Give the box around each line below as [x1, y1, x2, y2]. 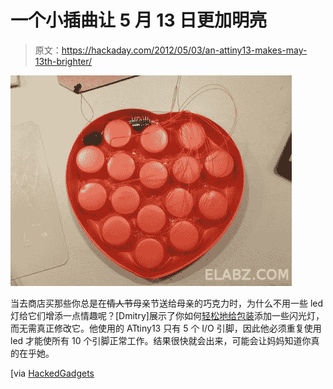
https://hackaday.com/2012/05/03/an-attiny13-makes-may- [61, 44, 308, 56]
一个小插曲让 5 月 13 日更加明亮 [10, 9, 268, 32]
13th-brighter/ [34, 55, 93, 67]
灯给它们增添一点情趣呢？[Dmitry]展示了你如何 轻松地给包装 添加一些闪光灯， [10, 309, 325, 321]
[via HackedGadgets [10, 367, 95, 379]
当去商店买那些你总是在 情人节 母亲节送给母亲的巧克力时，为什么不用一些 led [10, 297, 324, 309]
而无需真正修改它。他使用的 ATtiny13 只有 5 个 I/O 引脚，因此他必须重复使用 [10, 322, 322, 334]
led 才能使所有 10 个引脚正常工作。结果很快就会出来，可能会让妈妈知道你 [10, 334, 312, 346]
